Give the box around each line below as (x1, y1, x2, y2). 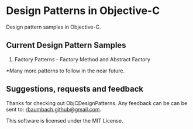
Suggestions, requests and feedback (6, 84, 144, 94)
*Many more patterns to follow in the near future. (6, 67, 125, 74)
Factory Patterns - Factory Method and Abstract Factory (14, 55, 151, 62)
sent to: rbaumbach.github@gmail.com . (6, 106, 102, 113)
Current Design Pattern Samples (6, 40, 127, 50)
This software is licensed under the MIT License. (6, 117, 123, 124)
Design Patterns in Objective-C (6, 4, 160, 18)
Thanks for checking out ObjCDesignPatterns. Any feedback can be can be (6, 99, 188, 106)
